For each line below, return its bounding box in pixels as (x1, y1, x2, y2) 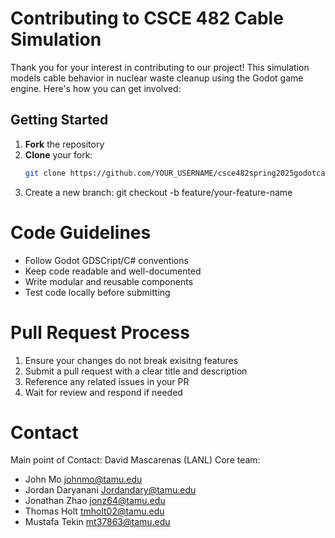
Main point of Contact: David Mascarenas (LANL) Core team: (10, 454, 261, 466)
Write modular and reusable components (24, 275, 194, 287)
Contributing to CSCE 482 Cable (10, 7, 284, 30)
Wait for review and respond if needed (24, 386, 183, 398)
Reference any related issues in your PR (24, 375, 190, 387)
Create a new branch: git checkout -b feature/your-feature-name (24, 186, 293, 198)
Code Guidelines (10, 221, 152, 244)
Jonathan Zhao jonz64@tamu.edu (24, 495, 166, 507)
